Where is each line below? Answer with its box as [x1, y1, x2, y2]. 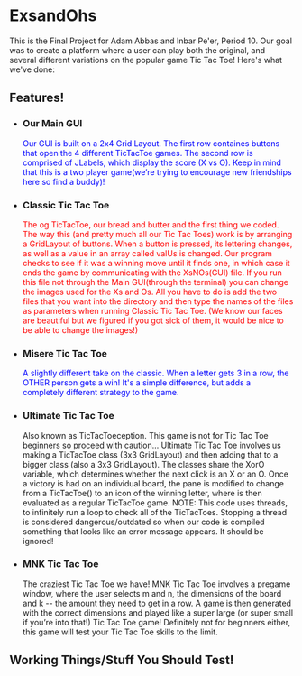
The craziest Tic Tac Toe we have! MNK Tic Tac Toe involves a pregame [22, 579, 291, 589]
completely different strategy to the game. [22, 387, 179, 398]
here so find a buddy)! [22, 176, 105, 187]
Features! [9, 90, 65, 106]
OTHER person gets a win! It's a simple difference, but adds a [22, 377, 251, 388]
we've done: [9, 64, 56, 75]
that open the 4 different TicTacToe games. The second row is [22, 147, 254, 158]
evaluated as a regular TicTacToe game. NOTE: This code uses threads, [22, 497, 288, 508]
